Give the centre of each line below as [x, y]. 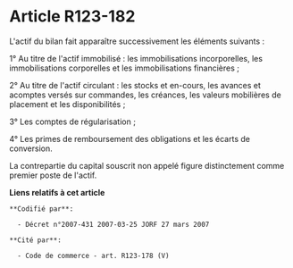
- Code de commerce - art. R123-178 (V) [93, 255]
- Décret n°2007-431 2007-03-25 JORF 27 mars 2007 [113, 224]
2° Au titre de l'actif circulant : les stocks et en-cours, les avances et [135, 85]
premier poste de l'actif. [53, 175]
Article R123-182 [72, 17]
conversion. [31, 148]
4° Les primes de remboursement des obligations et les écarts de [130, 138]
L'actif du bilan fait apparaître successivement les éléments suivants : [137, 41]
